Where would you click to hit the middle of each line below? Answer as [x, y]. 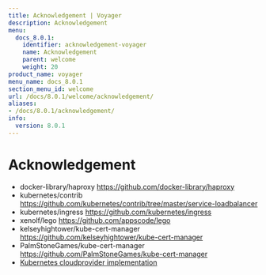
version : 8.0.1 [40, 126]
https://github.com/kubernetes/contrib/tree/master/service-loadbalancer [139, 203]
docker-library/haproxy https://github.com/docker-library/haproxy [127, 186]
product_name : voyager [46, 74]
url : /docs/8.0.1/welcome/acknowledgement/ [81, 96]
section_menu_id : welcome [51, 89]
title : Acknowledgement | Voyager [65, 15]
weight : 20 [40, 67]
